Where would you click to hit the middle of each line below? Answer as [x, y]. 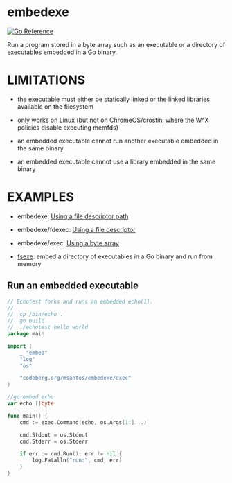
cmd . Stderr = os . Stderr [54, 441]
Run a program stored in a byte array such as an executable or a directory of [116, 44]
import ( [20, 346]
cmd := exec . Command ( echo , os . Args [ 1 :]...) [83, 422]
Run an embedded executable [73, 286]
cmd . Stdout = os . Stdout [54, 435]
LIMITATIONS [46, 80]
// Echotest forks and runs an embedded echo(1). [80, 301]
